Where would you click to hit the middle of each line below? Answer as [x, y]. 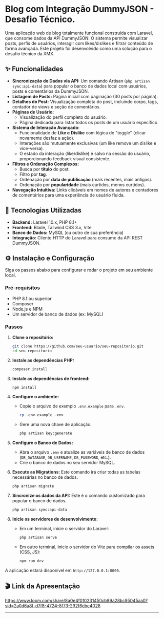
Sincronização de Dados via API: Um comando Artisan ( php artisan [81, 81]
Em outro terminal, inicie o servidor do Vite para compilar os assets [87, 547]
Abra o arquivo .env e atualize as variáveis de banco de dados [82, 452]
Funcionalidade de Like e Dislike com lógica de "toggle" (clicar [82, 132]
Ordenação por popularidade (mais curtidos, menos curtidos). [82, 185]
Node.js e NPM [27, 309]
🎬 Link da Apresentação [42, 586]
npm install [24, 387]
